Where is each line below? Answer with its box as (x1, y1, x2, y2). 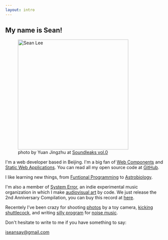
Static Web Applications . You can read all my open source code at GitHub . (5, 165, 159, 171)
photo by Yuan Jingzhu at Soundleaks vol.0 (18, 149, 108, 155)
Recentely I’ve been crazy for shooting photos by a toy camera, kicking (5, 204, 153, 210)
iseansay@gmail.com (5, 229, 49, 235)
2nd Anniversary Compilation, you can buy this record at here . (5, 195, 135, 201)
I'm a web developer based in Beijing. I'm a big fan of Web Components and (5, 159, 163, 165)
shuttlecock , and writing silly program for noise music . (5, 210, 119, 216)
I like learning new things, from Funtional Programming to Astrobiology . (5, 174, 153, 180)
